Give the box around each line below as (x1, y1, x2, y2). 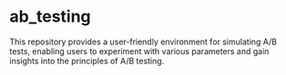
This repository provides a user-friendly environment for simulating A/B (9, 36, 278, 47)
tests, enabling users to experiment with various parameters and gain (9, 45, 270, 56)
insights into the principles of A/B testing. (9, 55, 165, 66)
